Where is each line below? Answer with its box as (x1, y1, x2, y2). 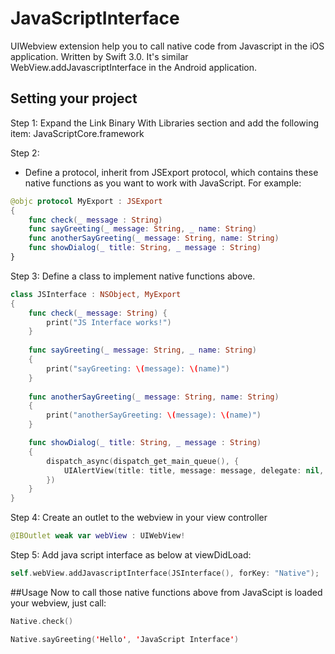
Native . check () (10, 616, 74, 626)
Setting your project (10, 90, 138, 107)
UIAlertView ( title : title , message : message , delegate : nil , (63, 465, 325, 476)
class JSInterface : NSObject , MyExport (10, 289, 182, 299)
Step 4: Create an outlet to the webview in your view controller (10, 512, 268, 524)
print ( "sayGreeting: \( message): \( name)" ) (46, 363, 230, 374)
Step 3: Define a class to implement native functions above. (10, 270, 256, 282)
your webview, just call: (10, 597, 107, 609)
